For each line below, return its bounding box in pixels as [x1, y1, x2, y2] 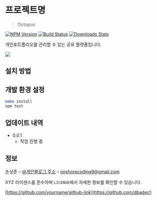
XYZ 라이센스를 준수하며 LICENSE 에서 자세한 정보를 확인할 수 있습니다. [5, 179, 141, 185]
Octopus [17, 21, 35, 27]
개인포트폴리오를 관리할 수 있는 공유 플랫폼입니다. [5, 41, 101, 47]
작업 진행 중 [19, 138, 43, 144]
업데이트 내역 [5, 118, 43, 127]
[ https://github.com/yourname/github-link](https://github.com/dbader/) [5, 189, 152, 195]
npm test [5, 103, 23, 109]
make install [5, 99, 32, 104]
